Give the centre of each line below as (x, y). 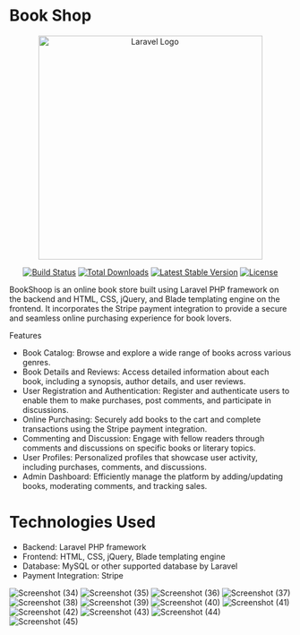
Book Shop (51, 16)
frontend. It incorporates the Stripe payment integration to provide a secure (148, 308)
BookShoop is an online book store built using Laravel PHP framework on (144, 289)
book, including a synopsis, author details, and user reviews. (134, 381)
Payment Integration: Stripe (73, 575)
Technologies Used (83, 523)
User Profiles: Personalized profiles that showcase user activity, (140, 457)
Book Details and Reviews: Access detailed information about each (146, 372)
